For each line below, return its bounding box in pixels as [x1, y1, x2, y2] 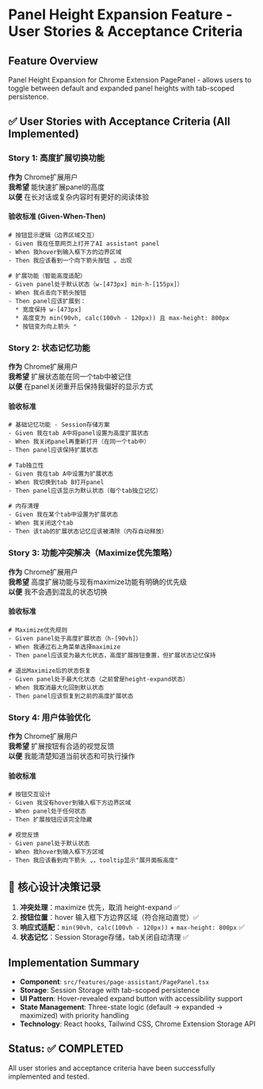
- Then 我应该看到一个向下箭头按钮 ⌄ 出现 [8, 256, 132, 264]
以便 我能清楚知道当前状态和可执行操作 [8, 752, 135, 761]
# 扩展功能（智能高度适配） [8, 271, 87, 279]
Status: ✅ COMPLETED [8, 1042, 124, 1056]
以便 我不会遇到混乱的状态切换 [8, 587, 108, 596]
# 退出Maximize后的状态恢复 [8, 667, 91, 675]
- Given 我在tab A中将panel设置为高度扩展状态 [8, 429, 149, 437]
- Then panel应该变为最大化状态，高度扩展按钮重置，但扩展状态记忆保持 [8, 651, 216, 660]
